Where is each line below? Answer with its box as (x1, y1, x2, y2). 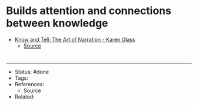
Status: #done (14, 69, 49, 76)
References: (14, 81, 44, 88)
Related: (14, 93, 35, 100)
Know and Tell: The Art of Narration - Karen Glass (14, 36, 136, 43)
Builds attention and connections (6, 4, 172, 18)
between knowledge (6, 16, 108, 30)
